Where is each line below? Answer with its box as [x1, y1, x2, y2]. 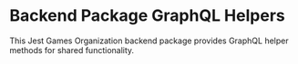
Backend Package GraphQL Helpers [9, 5, 285, 26]
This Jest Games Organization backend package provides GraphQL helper [9, 35, 289, 46]
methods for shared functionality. [9, 44, 135, 55]
